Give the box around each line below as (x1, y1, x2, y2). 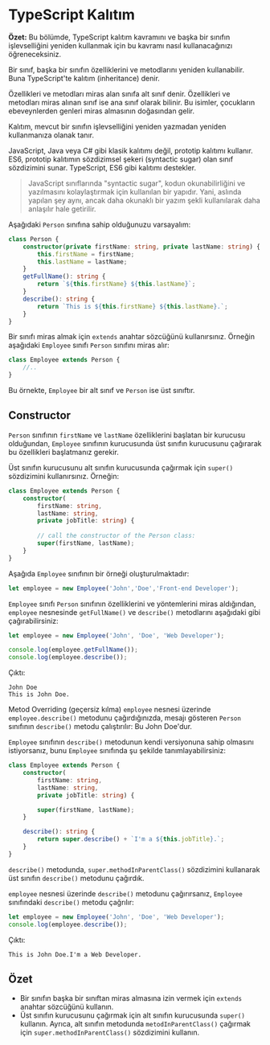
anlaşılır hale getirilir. (27, 203, 96, 214)
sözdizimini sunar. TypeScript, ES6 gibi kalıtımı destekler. (8, 162, 197, 172)
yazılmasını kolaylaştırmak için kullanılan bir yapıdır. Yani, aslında (27, 186, 242, 196)
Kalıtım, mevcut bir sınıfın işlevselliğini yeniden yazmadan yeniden (8, 121, 227, 131)
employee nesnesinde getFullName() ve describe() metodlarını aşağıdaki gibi (8, 607, 261, 617)
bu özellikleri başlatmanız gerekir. (8, 447, 119, 457)
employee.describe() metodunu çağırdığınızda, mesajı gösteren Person (8, 713, 241, 723)
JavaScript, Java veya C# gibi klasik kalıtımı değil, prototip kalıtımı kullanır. (8, 145, 253, 155)
